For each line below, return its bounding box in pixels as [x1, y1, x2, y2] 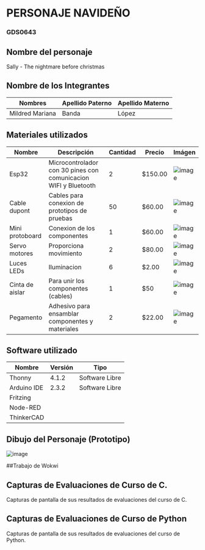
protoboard [9, 231, 41, 240]
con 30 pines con [48, 165, 99, 174]
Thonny [9, 374, 32, 382]
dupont [9, 206, 31, 215]
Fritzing [9, 394, 32, 402]
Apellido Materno [117, 98, 170, 107]
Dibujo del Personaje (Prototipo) [6, 434, 131, 444]
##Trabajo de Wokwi [6, 462, 59, 469]
